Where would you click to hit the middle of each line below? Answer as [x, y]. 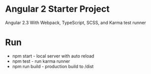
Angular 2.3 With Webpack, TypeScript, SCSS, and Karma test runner [76, 23]
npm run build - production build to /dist [53, 66]
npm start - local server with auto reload [53, 56]
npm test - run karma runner [41, 61]
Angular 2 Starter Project [57, 9]
